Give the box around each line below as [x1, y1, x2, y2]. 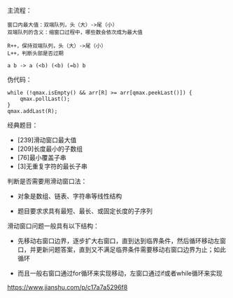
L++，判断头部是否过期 [7, 50, 64, 57]
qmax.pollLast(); [20, 95, 71, 102]
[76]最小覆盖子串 [17, 154, 66, 161]
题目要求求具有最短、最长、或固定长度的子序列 [17, 207, 153, 215]
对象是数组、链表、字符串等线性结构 [17, 192, 122, 200]
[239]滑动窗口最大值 [17, 136, 77, 144]
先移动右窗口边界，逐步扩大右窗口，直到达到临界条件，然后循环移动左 [17, 237, 220, 245]
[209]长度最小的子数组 [17, 144, 83, 153]
